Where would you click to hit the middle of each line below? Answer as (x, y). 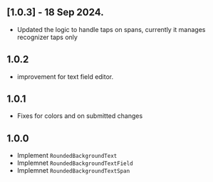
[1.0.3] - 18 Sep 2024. (55, 12)
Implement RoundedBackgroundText (67, 156)
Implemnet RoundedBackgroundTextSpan (73, 171)
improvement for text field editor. (65, 76)
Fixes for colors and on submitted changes (80, 116)
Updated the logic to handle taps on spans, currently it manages (111, 29)
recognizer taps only (47, 37)
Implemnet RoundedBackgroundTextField (75, 163)
